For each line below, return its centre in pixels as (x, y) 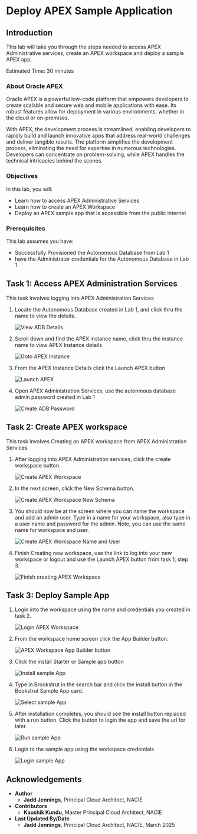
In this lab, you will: (29, 189)
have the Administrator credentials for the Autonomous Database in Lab (102, 259)
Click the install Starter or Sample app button (69, 662)
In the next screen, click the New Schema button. (74, 488)
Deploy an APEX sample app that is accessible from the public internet (100, 213)
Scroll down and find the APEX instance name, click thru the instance (98, 339)
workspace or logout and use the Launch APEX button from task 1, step (101, 559)
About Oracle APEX (35, 86)
